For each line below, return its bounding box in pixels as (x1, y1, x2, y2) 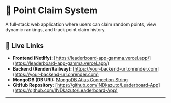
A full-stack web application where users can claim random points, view (5, 21, 157, 27)
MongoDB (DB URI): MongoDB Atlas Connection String (12, 76, 128, 83)
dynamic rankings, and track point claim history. (5, 26, 106, 32)
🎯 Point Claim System (5, 5, 98, 16)
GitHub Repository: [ (12, 82, 58, 88)
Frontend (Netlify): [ (12, 55, 56, 61)
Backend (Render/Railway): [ (12, 65, 75, 72)
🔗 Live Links (5, 42, 44, 50)
